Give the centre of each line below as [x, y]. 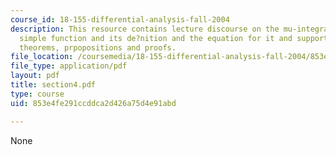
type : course [37, 94]
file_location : [42, 57]
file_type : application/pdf [69, 66]
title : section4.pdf [53, 85]
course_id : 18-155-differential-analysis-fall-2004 [120, 19]
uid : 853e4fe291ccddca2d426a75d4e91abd [93, 103]
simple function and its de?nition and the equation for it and [156, 38]
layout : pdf [35, 76]
